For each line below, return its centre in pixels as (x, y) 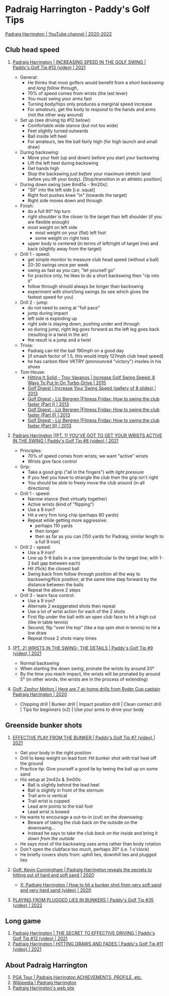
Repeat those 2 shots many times (62, 638)
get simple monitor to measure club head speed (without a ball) (93, 259)
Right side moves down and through (65, 200)
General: (29, 77)
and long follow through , (53, 88)
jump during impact (48, 313)
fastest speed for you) (51, 297)
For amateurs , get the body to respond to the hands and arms (92, 109)
